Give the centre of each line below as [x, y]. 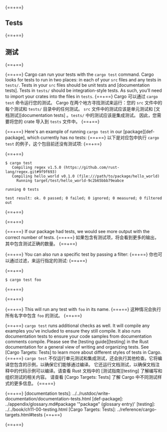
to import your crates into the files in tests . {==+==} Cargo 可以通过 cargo [82, 96]
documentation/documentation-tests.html [48, 398]
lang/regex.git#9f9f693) [31, 172]
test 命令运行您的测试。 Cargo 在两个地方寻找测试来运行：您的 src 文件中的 [84, 102]
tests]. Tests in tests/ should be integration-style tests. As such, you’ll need [84, 90]
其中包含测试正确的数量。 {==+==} [41, 244]
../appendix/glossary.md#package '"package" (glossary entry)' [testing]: [80, 404]
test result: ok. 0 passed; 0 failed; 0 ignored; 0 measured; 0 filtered [84, 198]
